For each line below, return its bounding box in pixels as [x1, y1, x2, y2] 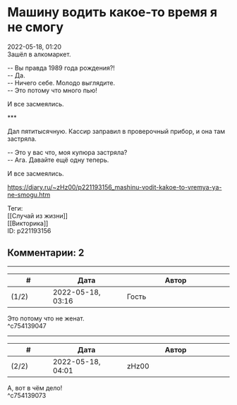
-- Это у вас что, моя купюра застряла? [7, 148, 128, 156]
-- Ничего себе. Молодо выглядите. [7, 78, 116, 87]
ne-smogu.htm [7, 190, 51, 199]
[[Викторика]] [7, 219, 49, 228]
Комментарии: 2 [7, 247, 85, 259]
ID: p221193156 [7, 226, 51, 235]
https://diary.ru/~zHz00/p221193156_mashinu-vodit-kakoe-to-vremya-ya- [7, 182, 222, 191]
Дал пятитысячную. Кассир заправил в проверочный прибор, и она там [7, 127, 226, 135]
